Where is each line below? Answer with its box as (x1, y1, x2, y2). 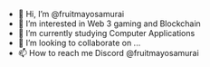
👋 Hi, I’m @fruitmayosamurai (17, 9, 125, 19)
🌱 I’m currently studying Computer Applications (17, 28, 196, 38)
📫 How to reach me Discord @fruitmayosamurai (17, 48, 199, 58)
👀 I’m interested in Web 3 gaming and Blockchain (17, 18, 201, 29)
